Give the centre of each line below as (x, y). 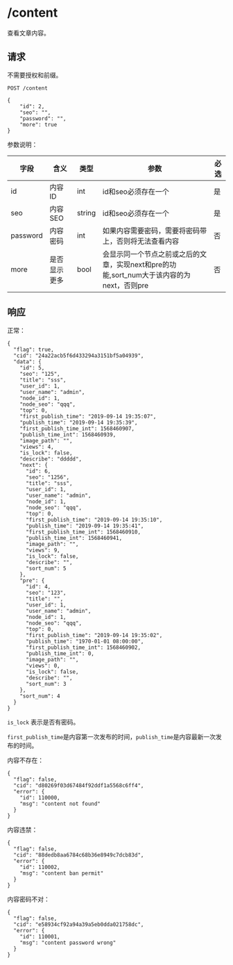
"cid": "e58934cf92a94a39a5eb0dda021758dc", (79, 924)
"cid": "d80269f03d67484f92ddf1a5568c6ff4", (79, 785)
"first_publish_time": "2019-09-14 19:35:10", (94, 520)
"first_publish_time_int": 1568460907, (77, 429)
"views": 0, (43, 666)
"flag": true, (34, 349)
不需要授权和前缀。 (35, 75)
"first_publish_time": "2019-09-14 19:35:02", (94, 635)
